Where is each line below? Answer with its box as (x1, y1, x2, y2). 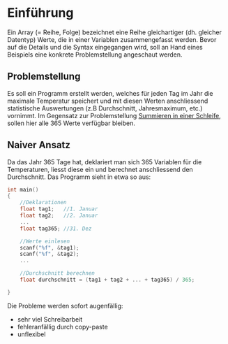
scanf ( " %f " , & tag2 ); (20, 250, 79, 258)
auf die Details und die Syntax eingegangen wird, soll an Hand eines (7, 43, 204, 51)
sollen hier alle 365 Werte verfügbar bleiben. (7, 119, 136, 127)
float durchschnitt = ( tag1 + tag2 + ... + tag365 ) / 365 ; (20, 276, 195, 284)
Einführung (7, 5, 74, 21)
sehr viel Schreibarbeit (17, 315, 83, 323)
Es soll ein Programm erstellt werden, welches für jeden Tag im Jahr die (7, 89, 214, 97)
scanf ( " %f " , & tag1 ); (20, 244, 79, 251)
